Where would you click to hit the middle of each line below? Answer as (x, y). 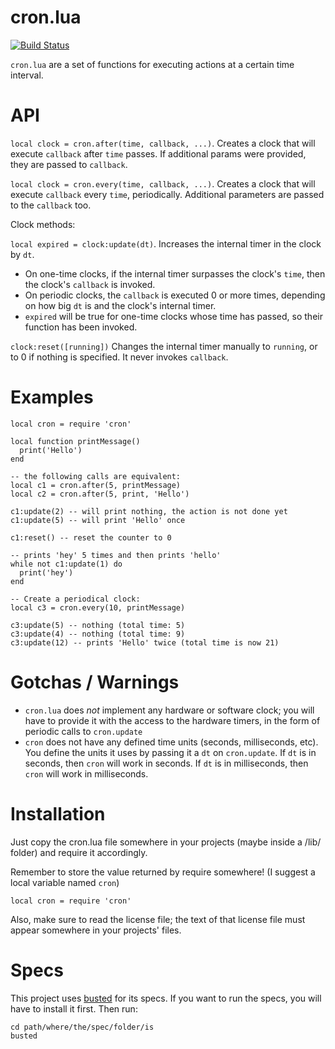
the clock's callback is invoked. (90, 284)
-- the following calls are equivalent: (96, 476)
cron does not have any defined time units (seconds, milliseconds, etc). (171, 742)
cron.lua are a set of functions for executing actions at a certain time (152, 64)
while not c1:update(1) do (66, 564)
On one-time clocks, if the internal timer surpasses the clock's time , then (175, 273)
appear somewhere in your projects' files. (96, 930)
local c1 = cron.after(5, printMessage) (96, 485)
